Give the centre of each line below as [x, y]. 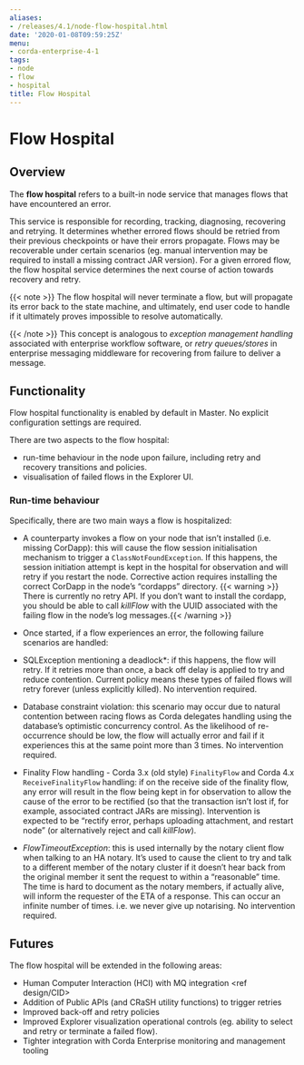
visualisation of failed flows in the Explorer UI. [108, 477]
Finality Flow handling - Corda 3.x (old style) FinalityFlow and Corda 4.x [158, 772]
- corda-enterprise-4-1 [54, 52]
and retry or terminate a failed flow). [90, 1031]
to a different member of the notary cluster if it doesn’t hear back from [154, 867]
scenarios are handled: [65, 642]
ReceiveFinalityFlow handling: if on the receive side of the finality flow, [156, 782]
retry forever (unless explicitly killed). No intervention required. [140, 689]
